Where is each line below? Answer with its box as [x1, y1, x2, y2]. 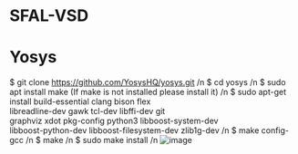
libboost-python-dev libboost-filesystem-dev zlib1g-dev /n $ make [9, 125, 260, 136]
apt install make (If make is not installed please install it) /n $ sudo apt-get [9, 87, 287, 98]
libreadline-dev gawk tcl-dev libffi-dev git [9, 106, 166, 117]
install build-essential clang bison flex [9, 96, 151, 107]
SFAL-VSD [9, 5, 89, 26]
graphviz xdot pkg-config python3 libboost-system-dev [9, 115, 219, 127]
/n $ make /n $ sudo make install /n [26, 135, 159, 146]
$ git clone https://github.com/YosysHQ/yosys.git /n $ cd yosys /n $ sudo [9, 77, 286, 88]
